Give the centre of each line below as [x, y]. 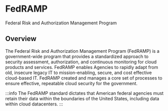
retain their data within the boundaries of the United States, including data [82, 98]
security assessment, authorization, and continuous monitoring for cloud [81, 62]
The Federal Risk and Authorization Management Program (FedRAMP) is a [82, 51]
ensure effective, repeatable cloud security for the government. [71, 83]
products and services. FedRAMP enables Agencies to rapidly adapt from [82, 67]
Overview [21, 39]
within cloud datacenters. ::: [34, 104]
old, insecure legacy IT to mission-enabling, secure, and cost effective [78, 72]
